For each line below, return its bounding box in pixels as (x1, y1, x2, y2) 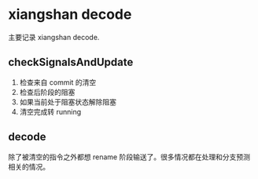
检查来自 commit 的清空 (19, 77, 97, 87)
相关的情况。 (8, 162, 50, 171)
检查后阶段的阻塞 (19, 87, 76, 97)
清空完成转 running (19, 107, 82, 116)
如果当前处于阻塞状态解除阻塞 (19, 97, 116, 107)
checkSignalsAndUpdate (8, 56, 134, 69)
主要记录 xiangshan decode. (8, 32, 100, 42)
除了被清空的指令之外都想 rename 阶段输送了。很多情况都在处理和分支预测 (8, 152, 250, 162)
